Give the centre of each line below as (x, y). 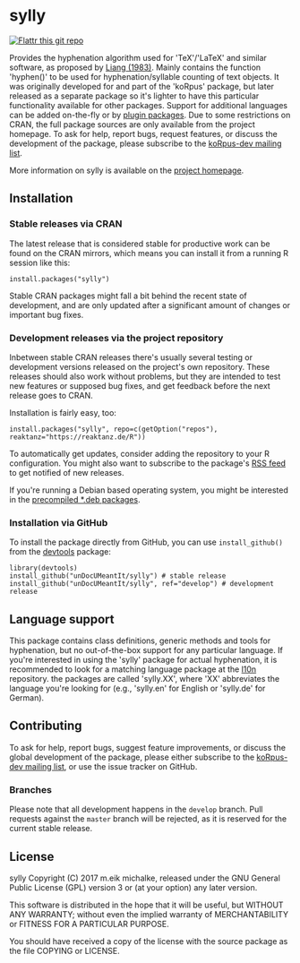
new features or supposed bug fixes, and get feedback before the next (140, 385)
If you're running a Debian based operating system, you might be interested (149, 490)
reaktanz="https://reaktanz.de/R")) (77, 437)
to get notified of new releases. (67, 472)
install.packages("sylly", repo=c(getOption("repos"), (114, 429)
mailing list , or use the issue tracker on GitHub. (111, 766)
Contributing (46, 726)
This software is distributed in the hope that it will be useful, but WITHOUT (146, 905)
